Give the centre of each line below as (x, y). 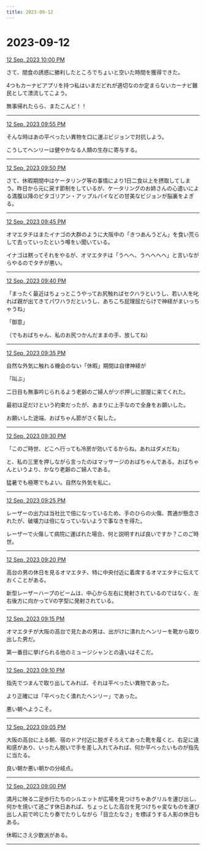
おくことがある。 (28, 580)
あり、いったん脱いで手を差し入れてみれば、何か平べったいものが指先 (111, 747)
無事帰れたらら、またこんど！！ (47, 106)
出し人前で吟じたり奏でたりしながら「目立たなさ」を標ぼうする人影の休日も (103, 814)
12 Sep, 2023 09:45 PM (36, 221)
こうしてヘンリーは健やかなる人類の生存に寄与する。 (74, 150)
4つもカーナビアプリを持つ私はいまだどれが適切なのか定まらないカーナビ (100, 85)
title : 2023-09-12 (30, 12)
